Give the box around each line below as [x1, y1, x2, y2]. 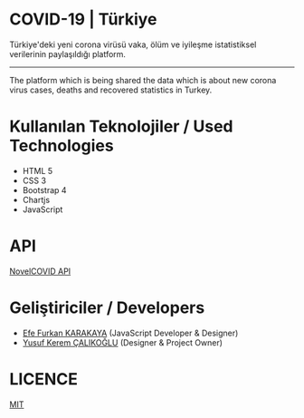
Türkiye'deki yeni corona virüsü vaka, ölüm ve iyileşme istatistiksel [9, 39, 257, 50]
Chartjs [22, 194, 51, 205]
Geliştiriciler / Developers [9, 297, 205, 317]
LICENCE [9, 368, 79, 389]
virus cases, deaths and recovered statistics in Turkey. [9, 84, 213, 95]
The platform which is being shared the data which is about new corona [9, 74, 277, 85]
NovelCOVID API [9, 266, 71, 277]
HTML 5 [22, 165, 53, 176]
